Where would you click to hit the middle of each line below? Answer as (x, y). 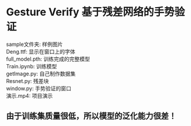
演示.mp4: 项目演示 (29, 95)
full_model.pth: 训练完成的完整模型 (48, 59)
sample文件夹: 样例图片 (34, 44)
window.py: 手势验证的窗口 (39, 88)
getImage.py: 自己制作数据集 (41, 74)
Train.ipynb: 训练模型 (32, 66)
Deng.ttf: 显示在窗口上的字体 (41, 51)
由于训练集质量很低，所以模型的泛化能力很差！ (91, 116)
